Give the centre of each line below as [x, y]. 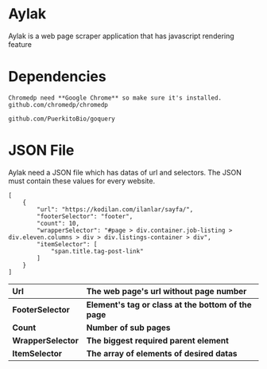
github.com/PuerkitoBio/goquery [62, 119]
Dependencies [57, 77]
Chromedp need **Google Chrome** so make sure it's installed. [115, 98]
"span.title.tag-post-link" [97, 251]
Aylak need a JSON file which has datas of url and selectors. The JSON [125, 172]
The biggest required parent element [157, 340]
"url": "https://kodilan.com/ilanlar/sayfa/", [115, 209]
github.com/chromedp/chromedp [58, 104]
